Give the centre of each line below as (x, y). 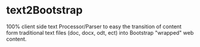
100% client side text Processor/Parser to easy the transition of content (94, 26)
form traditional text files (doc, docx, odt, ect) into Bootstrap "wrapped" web (100, 32)
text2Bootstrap (44, 10)
